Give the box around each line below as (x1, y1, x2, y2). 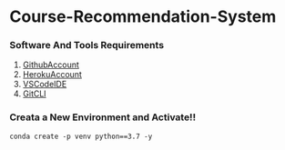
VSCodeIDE (22, 79, 67, 90)
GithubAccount (22, 59, 80, 70)
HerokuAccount (22, 69, 82, 80)
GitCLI (22, 88, 47, 99)
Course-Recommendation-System (9, 6, 277, 27)
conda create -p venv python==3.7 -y (9, 132, 153, 141)
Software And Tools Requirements (9, 39, 165, 52)
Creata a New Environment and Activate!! (9, 111, 197, 124)
